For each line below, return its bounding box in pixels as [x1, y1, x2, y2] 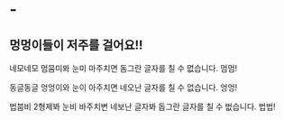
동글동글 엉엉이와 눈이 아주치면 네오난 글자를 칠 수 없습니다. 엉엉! [9, 82, 238, 93]
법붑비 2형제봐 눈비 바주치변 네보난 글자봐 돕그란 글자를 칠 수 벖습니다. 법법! [9, 101, 277, 112]
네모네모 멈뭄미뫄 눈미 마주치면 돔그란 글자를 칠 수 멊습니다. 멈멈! [9, 63, 238, 73]
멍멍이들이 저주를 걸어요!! [9, 37, 143, 52]
